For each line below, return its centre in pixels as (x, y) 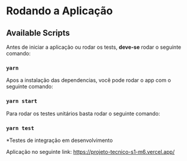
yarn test (20, 128)
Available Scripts (38, 33)
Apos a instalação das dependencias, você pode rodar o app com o (89, 80)
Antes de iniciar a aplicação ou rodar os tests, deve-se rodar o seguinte (94, 47)
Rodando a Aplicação (59, 11)
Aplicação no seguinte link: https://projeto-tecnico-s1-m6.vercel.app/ (91, 151)
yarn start (22, 101)
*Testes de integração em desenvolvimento (59, 140)
